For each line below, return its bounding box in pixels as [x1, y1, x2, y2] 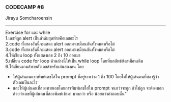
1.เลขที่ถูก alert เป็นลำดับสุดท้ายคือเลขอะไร [5, 35, 78, 41]
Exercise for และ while [5, 29, 50, 36]
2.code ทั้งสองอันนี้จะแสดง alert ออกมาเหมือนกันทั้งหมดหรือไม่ [5, 41, 115, 47]
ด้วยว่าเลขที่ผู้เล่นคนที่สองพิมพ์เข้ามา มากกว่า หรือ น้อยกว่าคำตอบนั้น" [12, 91, 127, 97]
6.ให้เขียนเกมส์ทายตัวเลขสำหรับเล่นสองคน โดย [5, 64, 84, 70]
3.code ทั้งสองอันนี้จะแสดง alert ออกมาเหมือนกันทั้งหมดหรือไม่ [5, 46, 115, 53]
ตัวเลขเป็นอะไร [12, 79, 38, 85]
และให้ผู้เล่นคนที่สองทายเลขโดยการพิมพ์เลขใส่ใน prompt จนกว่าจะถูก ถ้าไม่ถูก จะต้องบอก [12, 85, 164, 91]
